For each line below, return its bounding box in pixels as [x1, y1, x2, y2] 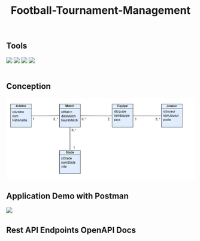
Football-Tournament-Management [11, 4, 190, 17]
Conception [6, 82, 51, 92]
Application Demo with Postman [6, 191, 129, 201]
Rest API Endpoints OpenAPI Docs [6, 225, 137, 235]
